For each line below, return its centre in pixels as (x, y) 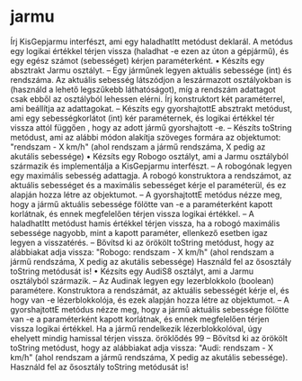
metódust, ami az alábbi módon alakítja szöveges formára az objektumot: (146, 137)
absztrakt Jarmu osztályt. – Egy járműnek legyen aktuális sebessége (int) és (151, 70)
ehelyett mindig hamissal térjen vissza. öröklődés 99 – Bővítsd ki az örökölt (149, 338)
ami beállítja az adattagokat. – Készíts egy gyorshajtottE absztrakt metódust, (151, 108)
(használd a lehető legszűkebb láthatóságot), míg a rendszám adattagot (143, 89)
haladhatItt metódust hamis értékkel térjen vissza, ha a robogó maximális (145, 223)
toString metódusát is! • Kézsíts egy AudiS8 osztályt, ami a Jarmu (132, 271)
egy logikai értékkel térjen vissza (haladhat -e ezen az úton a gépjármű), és (150, 50)
